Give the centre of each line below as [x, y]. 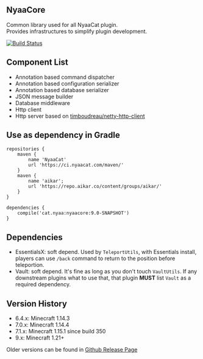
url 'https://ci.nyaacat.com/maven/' [76, 165]
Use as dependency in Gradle [63, 135]
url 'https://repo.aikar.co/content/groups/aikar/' [95, 187]
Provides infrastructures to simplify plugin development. [77, 31]
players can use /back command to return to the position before [95, 258]
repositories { [26, 149]
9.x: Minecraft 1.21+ [40, 338]
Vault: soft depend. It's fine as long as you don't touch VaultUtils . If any [106, 272]
